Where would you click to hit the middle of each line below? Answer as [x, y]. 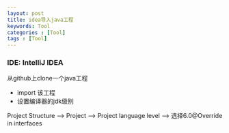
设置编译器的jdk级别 [45, 101]
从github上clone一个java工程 [48, 78]
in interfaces [25, 123]
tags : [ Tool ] [27, 39]
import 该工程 [36, 93]
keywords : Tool [29, 26]
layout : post [26, 13]
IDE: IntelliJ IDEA [35, 63]
